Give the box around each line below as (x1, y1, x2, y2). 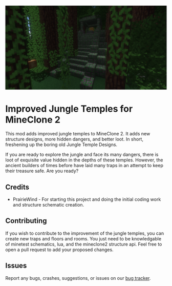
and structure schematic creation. (12, 202, 84, 208)
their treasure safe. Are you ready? (5, 168, 79, 174)
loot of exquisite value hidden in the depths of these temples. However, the (5, 157, 163, 163)
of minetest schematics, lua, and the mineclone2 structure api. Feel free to (5, 241, 162, 247)
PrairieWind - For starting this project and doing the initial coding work (12, 196, 161, 202)
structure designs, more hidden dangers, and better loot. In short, (5, 136, 143, 142)
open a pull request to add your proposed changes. (5, 247, 114, 253)
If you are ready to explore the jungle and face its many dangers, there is (5, 152, 159, 158)
